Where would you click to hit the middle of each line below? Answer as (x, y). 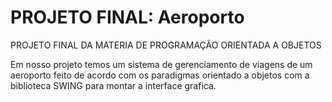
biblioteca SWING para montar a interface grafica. (113, 85)
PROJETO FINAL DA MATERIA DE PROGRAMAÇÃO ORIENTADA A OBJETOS (166, 45)
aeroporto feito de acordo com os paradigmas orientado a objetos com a (160, 75)
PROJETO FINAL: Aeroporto (127, 17)
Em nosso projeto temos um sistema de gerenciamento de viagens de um (161, 64)
